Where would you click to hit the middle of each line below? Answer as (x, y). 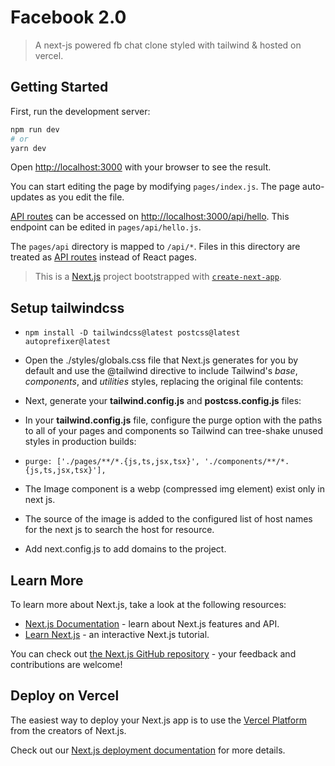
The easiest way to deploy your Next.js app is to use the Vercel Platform (159, 720)
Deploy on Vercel (65, 696)
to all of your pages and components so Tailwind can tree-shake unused (174, 431)
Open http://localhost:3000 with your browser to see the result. (141, 167)
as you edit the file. (85, 197)
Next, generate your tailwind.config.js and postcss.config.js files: (163, 401)
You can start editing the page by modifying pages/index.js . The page (155, 187)
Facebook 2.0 (68, 17)
